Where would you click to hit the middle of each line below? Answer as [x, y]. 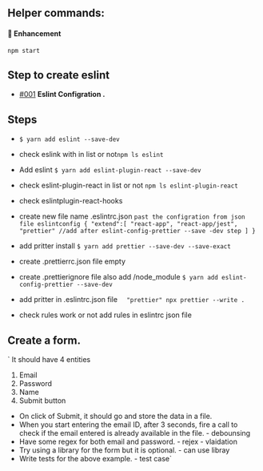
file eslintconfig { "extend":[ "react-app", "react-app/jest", [128, 224]
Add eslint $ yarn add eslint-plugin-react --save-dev [110, 170]
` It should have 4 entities [49, 360]
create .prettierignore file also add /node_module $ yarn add [119, 277]
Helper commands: [56, 13]
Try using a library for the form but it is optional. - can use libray [124, 450]
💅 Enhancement [34, 33]
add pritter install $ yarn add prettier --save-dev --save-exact [125, 246]
